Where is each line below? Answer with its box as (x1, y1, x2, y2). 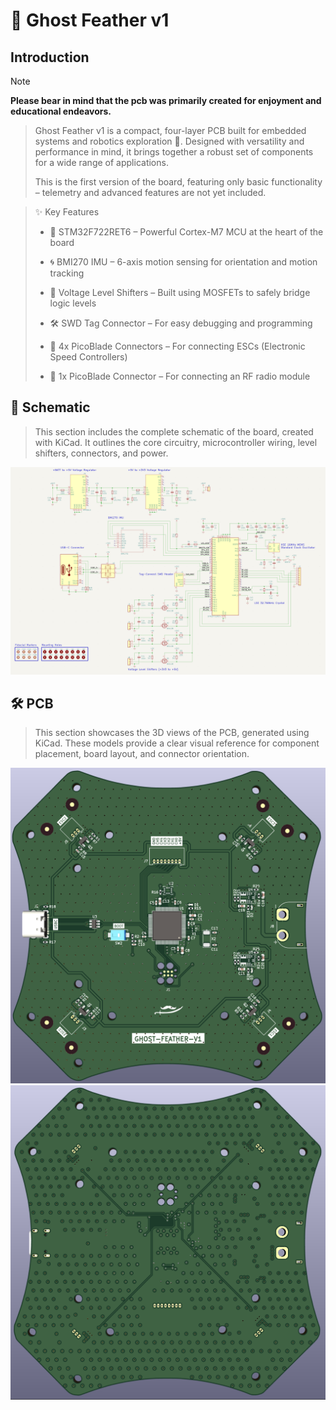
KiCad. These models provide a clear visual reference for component (34, 737, 320, 749)
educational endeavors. (10, 105, 112, 117)
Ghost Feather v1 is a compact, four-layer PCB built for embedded (34, 125, 307, 136)
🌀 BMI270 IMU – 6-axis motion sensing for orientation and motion (49, 256, 318, 268)
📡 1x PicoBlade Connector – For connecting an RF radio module (49, 370, 311, 382)
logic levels (49, 297, 97, 309)
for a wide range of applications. (34, 157, 169, 168)
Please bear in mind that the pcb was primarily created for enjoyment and (10, 95, 322, 106)
